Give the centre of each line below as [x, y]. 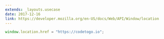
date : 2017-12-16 [23, 14]
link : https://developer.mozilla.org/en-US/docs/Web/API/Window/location [82, 19]
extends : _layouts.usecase [33, 10]
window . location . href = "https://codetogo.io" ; [55, 32]
